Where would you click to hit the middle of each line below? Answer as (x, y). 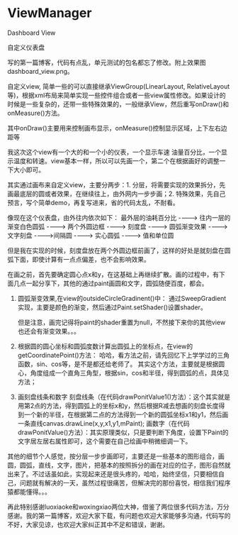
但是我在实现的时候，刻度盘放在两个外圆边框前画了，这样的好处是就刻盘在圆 (119, 250)
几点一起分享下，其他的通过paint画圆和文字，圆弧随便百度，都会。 (110, 283)
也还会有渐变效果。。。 (49, 331)
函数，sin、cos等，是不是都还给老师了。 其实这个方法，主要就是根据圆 (121, 364)
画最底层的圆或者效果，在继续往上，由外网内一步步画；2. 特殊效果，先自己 (117, 194)
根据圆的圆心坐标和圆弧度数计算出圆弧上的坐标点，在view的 (105, 346)
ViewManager (50, 13)
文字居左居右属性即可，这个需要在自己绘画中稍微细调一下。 (104, 441)
